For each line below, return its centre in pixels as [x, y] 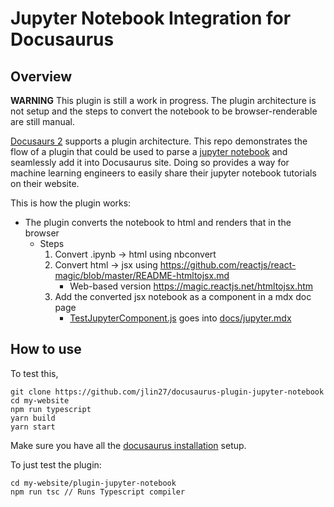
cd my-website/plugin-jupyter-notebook [93, 483]
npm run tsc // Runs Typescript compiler [98, 492]
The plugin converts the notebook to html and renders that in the [158, 222]
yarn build [33, 418]
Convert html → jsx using [106, 265]
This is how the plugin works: [71, 203]
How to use [46, 349]
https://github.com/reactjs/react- [228, 265]
